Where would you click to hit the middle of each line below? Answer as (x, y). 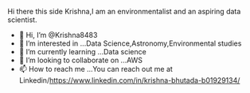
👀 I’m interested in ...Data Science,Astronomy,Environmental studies (130, 43)
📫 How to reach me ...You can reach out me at (96, 69)
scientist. (22, 20)
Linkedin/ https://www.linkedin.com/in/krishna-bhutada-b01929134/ (129, 80)
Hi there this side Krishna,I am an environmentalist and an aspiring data (124, 11)
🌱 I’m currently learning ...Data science (82, 52)
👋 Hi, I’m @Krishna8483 (58, 35)
